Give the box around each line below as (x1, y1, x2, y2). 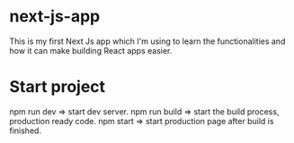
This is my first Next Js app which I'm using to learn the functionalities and (9, 36, 286, 46)
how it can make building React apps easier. (9, 45, 173, 55)
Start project (9, 77, 106, 97)
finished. (9, 125, 42, 136)
